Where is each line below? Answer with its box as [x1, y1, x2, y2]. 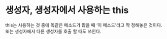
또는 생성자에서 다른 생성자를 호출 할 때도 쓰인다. [5, 28, 102, 34]
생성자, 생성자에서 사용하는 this [5, 4, 129, 16]
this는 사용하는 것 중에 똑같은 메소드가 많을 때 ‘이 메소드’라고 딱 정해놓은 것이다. [5, 22, 162, 28]
